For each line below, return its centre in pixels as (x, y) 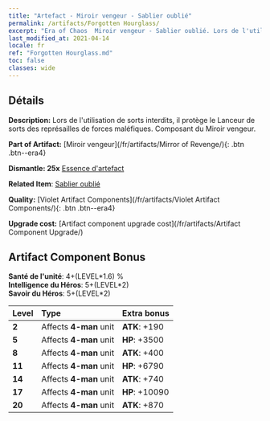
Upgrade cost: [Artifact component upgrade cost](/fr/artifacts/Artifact (125, 223)
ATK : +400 (143, 353)
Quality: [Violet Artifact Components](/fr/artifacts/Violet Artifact (114, 199)
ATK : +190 (143, 327)
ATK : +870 (143, 405)
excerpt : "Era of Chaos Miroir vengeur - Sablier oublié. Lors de (124, 31)
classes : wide (32, 68)
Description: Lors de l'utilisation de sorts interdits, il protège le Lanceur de (132, 120)
